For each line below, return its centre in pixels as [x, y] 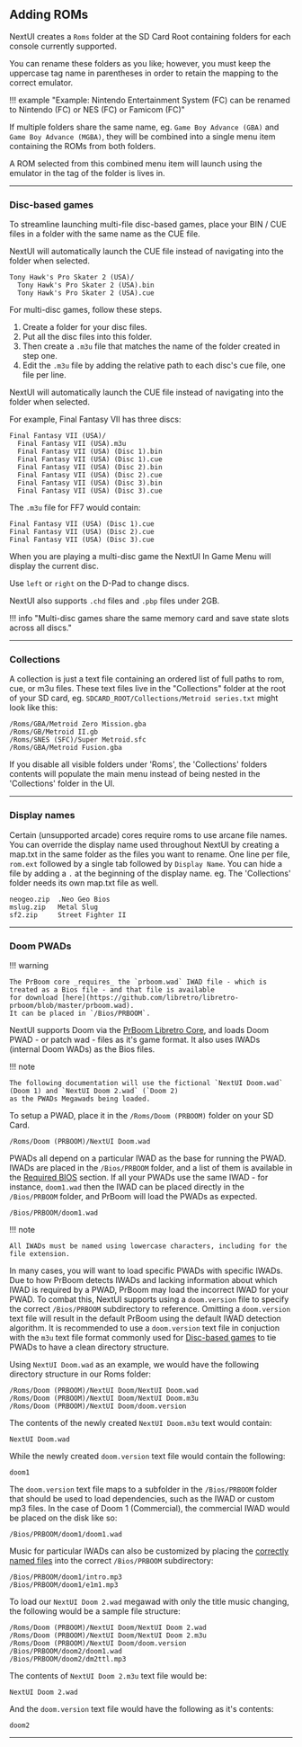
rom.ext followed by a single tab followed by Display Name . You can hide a [146, 863]
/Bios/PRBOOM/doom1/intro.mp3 [66, 1577]
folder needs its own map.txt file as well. [84, 882]
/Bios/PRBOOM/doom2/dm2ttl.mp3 [68, 1659]
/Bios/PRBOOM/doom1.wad [54, 1213]
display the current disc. [54, 566]
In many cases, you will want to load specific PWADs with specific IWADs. [146, 1270]
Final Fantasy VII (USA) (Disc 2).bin [90, 468]
